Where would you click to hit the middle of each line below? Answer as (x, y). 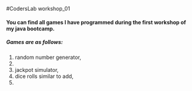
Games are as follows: (35, 42)
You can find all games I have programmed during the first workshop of (96, 22)
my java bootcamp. (30, 29)
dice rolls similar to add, (44, 76)
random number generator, (48, 57)
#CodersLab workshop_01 (38, 9)
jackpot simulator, (37, 70)
